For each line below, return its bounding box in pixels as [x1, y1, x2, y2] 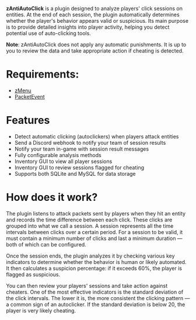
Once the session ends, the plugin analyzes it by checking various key [6, 252, 175, 259]
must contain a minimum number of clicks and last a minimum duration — [6, 235, 183, 242]
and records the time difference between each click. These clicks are [6, 216, 173, 223]
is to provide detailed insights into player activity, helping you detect [6, 23, 170, 30]
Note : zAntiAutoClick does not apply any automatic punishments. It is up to [6, 41, 187, 48]
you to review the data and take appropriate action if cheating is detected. [6, 47, 184, 54]
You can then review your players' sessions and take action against [6, 282, 168, 289]
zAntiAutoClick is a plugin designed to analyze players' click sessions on [6, 5, 183, 12]
